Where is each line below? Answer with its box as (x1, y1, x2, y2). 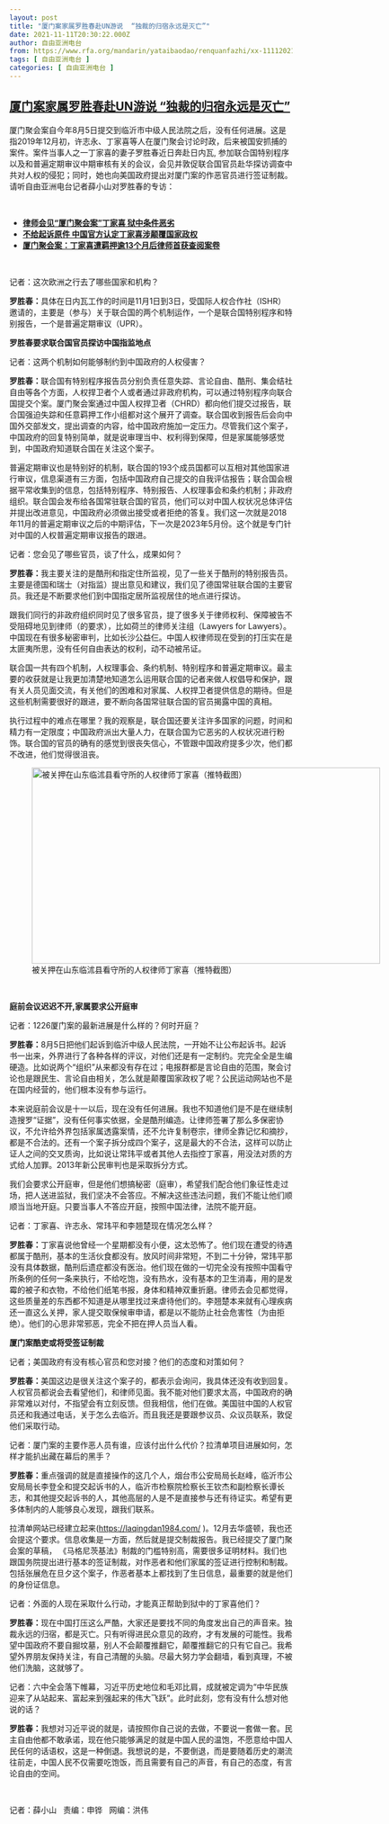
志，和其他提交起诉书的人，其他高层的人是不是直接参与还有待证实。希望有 (9, 1492, 285, 1503)
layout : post (9, 13, 58, 22)
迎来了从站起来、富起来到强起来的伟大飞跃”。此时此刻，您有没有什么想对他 (9, 1693, 289, 1703)
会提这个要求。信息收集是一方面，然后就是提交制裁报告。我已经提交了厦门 (9, 1533, 285, 1544)
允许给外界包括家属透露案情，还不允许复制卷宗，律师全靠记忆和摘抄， (32, 1126, 293, 1137)
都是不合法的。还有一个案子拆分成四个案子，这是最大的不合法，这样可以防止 (9, 1137, 293, 1147)
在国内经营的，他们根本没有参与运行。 (9, 1083, 151, 1094)
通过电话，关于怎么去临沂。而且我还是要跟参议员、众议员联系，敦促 (40, 1409, 293, 1420)
